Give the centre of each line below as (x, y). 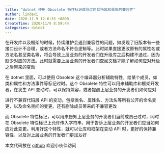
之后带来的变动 (20, 67)
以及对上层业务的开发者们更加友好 (52, 135)
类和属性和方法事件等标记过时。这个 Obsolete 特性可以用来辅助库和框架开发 (82, 83)
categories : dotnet (25, 28)
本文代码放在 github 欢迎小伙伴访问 (41, 146)
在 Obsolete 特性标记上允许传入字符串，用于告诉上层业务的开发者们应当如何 (82, 123)
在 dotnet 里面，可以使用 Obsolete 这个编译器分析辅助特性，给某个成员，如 (81, 77)
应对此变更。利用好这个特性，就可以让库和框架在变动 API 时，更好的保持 (79, 129)
